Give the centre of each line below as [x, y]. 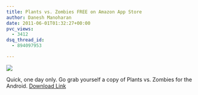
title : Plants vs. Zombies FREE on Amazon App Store [74, 12]
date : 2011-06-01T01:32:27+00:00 [48, 23]
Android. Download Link [36, 86]
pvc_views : [20, 29]
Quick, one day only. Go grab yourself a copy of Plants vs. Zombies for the [99, 79]
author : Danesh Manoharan [39, 18]
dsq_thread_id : [25, 40]
